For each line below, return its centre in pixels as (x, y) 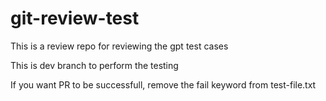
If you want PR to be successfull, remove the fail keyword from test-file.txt (163, 84)
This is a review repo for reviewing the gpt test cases (119, 46)
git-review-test (75, 18)
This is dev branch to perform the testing (94, 65)
